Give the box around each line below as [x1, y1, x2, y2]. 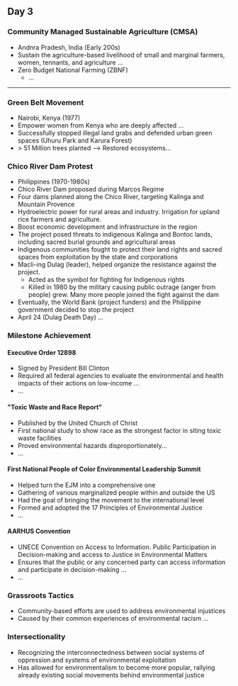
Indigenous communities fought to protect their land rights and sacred [17, 245, 222, 254]
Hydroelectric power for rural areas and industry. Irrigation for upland [17, 208, 220, 216]
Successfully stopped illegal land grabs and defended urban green [17, 128, 212, 137]
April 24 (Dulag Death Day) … [17, 313, 104, 322]
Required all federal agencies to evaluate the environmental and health [17, 371, 224, 380]
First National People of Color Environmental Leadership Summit [7, 465, 201, 473]
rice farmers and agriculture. [17, 215, 101, 224]
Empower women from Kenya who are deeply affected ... [17, 120, 184, 130]
